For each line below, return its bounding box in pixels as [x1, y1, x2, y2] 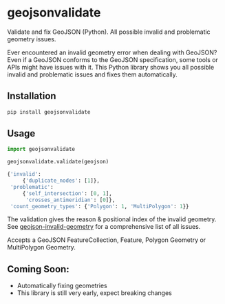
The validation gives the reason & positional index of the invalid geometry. [7, 215, 217, 223]
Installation [7, 90, 56, 102]
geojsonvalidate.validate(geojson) [7, 159, 109, 165]
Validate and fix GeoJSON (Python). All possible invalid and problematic [7, 28, 211, 36]
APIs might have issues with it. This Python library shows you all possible [7, 63, 215, 71]
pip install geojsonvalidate [7, 108, 91, 115]
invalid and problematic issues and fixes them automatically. [7, 70, 178, 79]
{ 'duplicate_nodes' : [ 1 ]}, [22, 177, 100, 184]
